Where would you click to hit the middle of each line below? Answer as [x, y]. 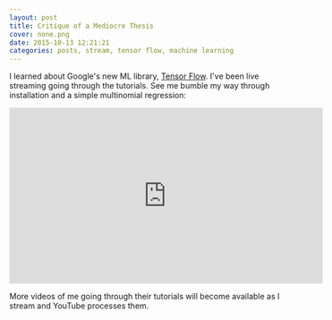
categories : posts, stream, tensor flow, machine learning [122, 51]
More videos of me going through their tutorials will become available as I [145, 297]
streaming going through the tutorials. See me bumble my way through [140, 86]
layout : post [34, 17]
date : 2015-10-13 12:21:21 [60, 42]
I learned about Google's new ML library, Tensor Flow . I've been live [134, 76]
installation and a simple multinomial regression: [98, 96]
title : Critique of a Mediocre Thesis [81, 26]
